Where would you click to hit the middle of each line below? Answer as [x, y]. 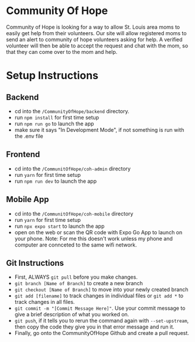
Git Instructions [35, 263]
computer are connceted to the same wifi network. [76, 245]
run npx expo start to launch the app [59, 226]
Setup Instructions [52, 76]
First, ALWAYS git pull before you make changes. [76, 277]
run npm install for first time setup [57, 117]
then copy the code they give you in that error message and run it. [94, 327]
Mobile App [28, 199]
